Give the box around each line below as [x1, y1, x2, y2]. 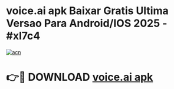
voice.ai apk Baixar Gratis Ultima [6, 4, 169, 18]
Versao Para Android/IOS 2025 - [6, 17, 168, 30]
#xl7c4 [6, 29, 41, 42]
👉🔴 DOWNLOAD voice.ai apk [6, 71, 153, 84]
